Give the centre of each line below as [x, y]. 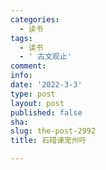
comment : [28, 66]
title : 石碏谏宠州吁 [48, 141]
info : [21, 76]
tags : [21, 38]
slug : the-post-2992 [53, 131]
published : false [46, 112]
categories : [35, 19]
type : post [33, 94]
